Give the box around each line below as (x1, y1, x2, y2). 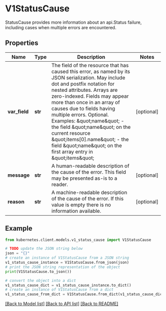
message (7, 171, 30, 178)
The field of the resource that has (51, 62, 129, 69)
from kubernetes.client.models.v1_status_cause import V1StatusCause (5, 237, 152, 242)
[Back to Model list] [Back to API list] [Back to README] (5, 301, 119, 307)
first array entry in (51, 148, 93, 155)
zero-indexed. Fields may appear (51, 92, 129, 99)
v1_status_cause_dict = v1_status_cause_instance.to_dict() (5, 282, 132, 288)
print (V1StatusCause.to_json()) (5, 269, 72, 274)
